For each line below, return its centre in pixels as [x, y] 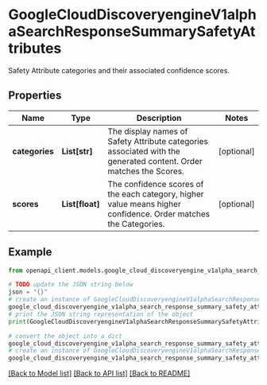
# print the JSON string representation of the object [101, 314]
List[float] [81, 204]
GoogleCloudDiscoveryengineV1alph [132, 15]
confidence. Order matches [159, 214]
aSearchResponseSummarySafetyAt [132, 31]
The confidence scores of [155, 184]
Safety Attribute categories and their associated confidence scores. [119, 70]
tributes [35, 49]
